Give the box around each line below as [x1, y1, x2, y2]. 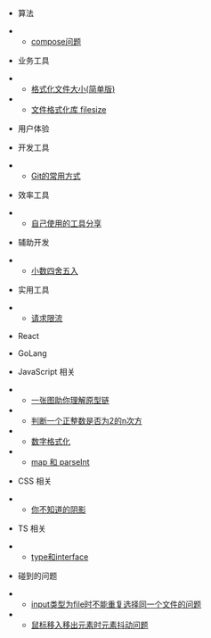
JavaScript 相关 [17, 367, 76, 377]
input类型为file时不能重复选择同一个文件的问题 [30, 599, 202, 609]
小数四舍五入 [30, 266, 78, 276]
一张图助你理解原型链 [30, 395, 110, 405]
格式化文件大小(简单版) [30, 84, 116, 94]
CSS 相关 [17, 476, 52, 486]
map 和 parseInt [30, 457, 91, 467]
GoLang [17, 348, 47, 359]
